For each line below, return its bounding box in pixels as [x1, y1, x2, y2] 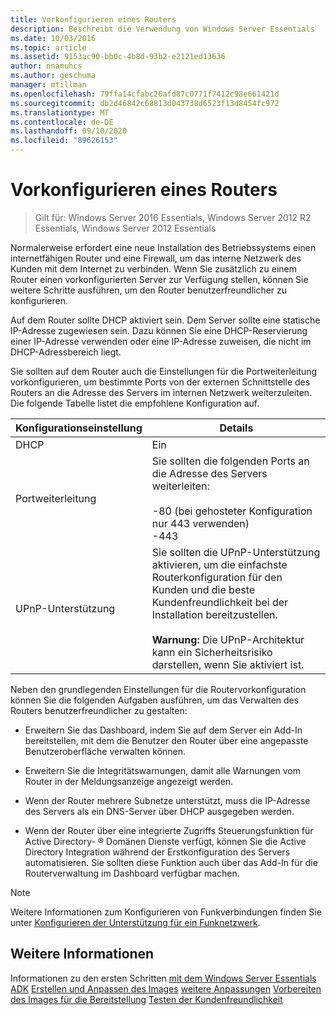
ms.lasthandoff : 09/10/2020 [10, 126, 128, 136]
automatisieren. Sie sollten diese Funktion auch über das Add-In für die [24, 856, 318, 868]
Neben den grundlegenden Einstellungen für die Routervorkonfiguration [10, 683, 307, 695]
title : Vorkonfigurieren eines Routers [10, 14, 177, 25]
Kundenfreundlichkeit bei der [151, 595, 289, 609]
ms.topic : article [10, 42, 87, 53]
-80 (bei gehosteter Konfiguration [151, 504, 313, 518]
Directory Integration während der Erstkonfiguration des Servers [24, 846, 291, 858]
